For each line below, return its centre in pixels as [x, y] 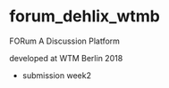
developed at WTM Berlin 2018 [66, 58]
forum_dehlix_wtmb [85, 16]
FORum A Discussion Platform [65, 41]
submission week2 [57, 75]
